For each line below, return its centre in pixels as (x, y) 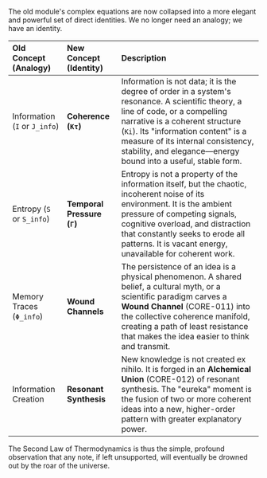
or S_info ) (31, 219)
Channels (85, 311)
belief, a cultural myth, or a (171, 286)
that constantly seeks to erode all (183, 234)
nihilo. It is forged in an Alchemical (186, 369)
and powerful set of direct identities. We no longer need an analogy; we (125, 20)
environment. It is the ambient (176, 204)
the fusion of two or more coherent (186, 399)
